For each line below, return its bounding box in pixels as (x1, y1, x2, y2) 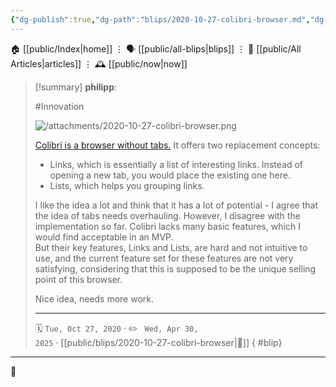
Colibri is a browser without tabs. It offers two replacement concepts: (34, 139, 321, 151)
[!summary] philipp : (34, 81, 118, 93)
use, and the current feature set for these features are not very (34, 252, 294, 264)
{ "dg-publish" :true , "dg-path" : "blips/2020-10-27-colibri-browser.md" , (10, 14, 311, 25)
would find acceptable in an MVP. (34, 231, 174, 243)
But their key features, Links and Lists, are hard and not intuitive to (34, 241, 308, 253)
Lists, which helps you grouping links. (49, 179, 205, 191)
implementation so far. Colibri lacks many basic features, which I (34, 220, 301, 232)
